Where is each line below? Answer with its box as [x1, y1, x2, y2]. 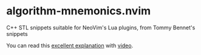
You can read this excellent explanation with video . [6, 42, 134, 49]
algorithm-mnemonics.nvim [6, 4, 151, 18]
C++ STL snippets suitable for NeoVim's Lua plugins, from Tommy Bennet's [6, 24, 196, 31]
